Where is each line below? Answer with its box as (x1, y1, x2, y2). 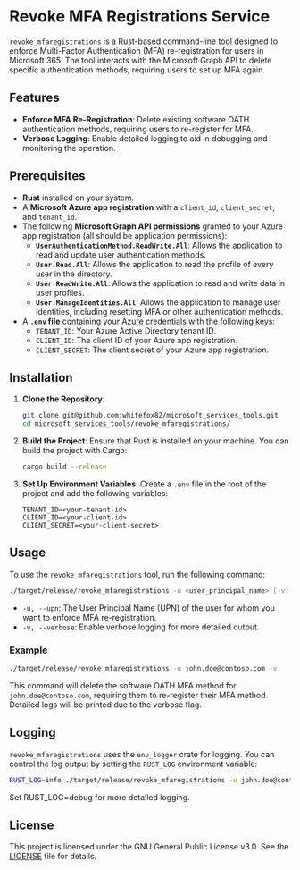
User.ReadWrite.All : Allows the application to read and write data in (35, 277, 286, 288)
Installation (9, 369, 73, 385)
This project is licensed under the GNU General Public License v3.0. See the (9, 841, 289, 852)
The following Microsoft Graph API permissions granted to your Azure (21, 221, 283, 232)
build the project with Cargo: (21, 445, 128, 456)
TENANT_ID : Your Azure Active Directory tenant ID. (35, 325, 217, 336)
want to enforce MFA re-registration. (21, 612, 157, 622)
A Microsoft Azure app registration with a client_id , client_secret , (21, 201, 275, 212)
